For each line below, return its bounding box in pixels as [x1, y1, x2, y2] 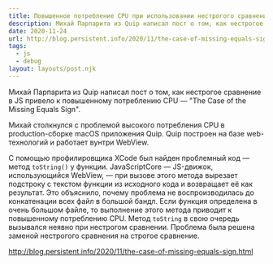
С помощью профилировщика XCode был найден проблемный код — [8, 153, 250, 162]
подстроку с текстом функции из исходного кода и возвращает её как [8, 179, 253, 188]
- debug [15, 58, 42, 66]
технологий [8, 137, 49, 147]
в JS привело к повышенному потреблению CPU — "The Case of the [8, 95, 246, 106]
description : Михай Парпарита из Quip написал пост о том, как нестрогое [8, 19, 264, 28]
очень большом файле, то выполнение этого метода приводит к [8, 205, 232, 214]
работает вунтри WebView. [55, 137, 149, 147]
